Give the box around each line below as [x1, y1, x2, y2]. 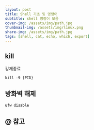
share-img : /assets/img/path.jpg [5, 30, 73, 34]
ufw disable [5, 103, 29, 108]
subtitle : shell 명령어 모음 [5, 16, 59, 21]
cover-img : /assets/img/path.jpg [5, 20, 73, 26]
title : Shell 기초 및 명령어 [5, 12, 58, 16]
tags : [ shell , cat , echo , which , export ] [5, 34, 90, 39]
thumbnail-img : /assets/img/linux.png [5, 25, 83, 30]
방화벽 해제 [5, 90, 36, 98]
